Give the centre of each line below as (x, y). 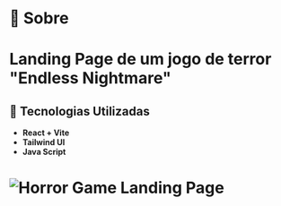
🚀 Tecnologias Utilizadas (79, 111)
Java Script (44, 152)
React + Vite (46, 133)
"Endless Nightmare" (91, 78)
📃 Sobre (39, 18)
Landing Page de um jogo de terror (140, 60)
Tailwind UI (44, 142)
